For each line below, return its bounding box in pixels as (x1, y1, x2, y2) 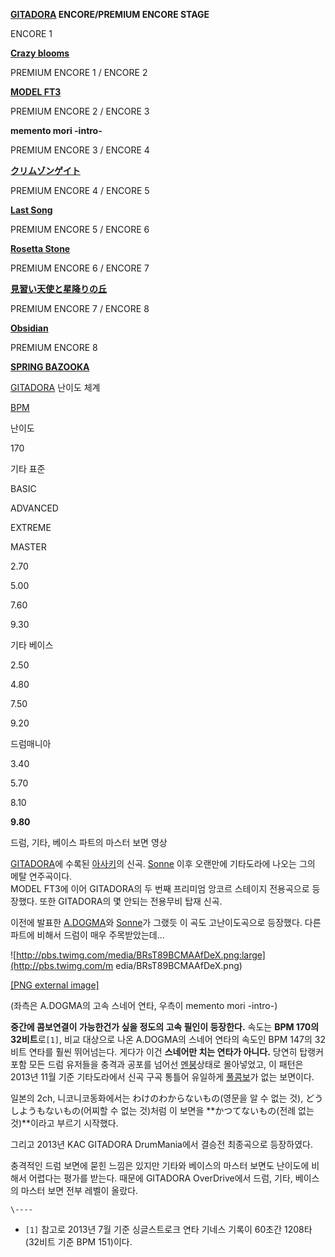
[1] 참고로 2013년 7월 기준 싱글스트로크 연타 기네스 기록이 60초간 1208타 (24, 1224, 313, 1235)
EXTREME (10, 522, 52, 533)
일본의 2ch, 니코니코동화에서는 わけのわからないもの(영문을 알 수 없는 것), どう (10, 1092, 324, 1104)
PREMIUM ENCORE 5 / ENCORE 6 (10, 224, 150, 235)
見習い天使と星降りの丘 (10, 283, 107, 294)
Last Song (10, 204, 53, 216)
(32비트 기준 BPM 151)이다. (24, 1236, 133, 1248)
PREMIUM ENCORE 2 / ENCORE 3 (10, 105, 150, 117)
